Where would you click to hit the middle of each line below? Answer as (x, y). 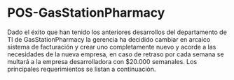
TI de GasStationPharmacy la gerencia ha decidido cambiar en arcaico (109, 39)
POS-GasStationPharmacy (86, 13)
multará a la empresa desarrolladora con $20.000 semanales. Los (102, 61)
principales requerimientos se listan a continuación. (82, 69)
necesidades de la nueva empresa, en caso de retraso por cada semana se (116, 54)
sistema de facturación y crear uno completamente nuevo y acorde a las (112, 47)
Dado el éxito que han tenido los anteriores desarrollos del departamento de (117, 32)
